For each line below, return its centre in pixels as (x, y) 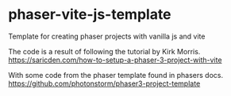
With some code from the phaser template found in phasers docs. (116, 75)
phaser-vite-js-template (90, 15)
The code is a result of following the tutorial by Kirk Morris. (104, 51)
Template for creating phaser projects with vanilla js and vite (107, 36)
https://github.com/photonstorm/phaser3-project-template (104, 83)
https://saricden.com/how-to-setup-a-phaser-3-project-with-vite (115, 60)
